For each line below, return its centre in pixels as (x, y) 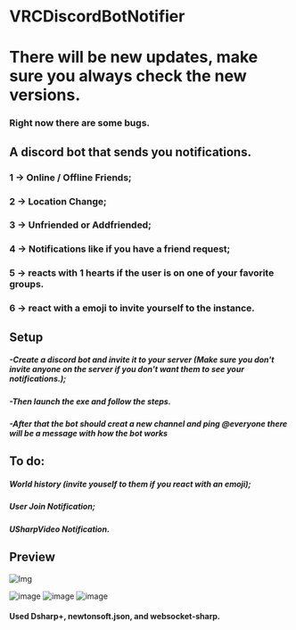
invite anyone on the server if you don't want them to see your (127, 369)
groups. (27, 285)
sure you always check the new (128, 76)
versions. (45, 95)
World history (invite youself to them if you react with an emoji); (130, 484)
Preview (33, 557)
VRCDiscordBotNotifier (97, 17)
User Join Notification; (52, 507)
